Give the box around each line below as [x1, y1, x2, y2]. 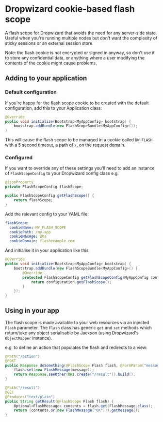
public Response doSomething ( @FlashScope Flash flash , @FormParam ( [5, 363, 145, 368]
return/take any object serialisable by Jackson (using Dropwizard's [5, 330, 139, 336]
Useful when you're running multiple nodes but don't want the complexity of [5, 35, 158, 41]
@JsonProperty [5, 180, 34, 185]
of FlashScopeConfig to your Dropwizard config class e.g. [5, 171, 119, 176]
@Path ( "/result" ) [5, 385, 40, 390]
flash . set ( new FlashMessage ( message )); [14, 367, 95, 372]
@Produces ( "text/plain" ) [5, 394, 55, 399]
